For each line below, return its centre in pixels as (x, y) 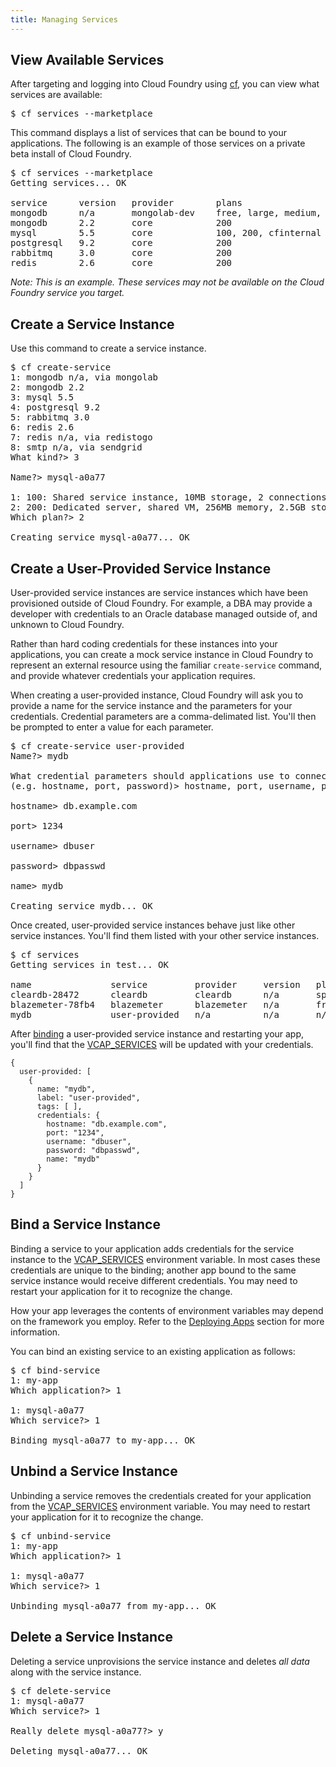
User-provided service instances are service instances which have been (159, 593)
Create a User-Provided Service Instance (141, 568)
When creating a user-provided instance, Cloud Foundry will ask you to (157, 695)
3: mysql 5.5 (42, 397)
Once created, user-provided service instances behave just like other (153, 925)
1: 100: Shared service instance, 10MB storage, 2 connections (168, 497)
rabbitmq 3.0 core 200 (121, 253)
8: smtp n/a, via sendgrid (76, 447)
